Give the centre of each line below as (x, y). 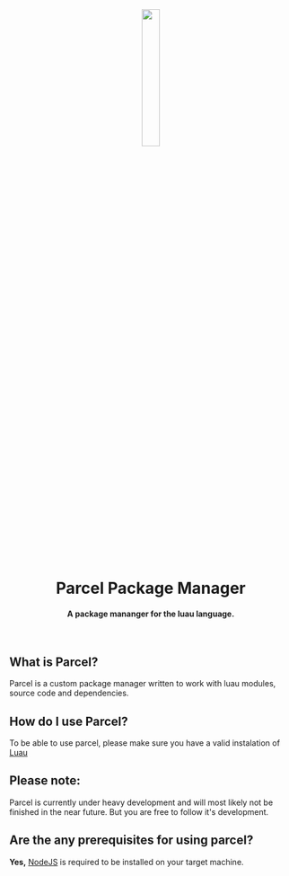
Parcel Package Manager (151, 588)
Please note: (45, 781)
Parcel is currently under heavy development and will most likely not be (141, 802)
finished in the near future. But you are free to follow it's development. (139, 811)
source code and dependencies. (69, 693)
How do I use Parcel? (69, 721)
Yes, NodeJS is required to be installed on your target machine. (127, 862)
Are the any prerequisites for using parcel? (131, 841)
